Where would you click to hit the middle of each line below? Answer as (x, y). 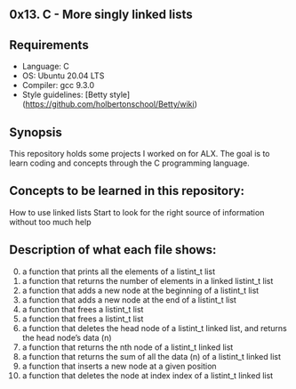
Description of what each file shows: (113, 250)
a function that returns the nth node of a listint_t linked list (128, 347)
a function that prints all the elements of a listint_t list (119, 271)
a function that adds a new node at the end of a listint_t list (129, 300)
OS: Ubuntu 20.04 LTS (63, 76)
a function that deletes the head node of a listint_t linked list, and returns (154, 328)
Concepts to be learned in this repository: (127, 191)
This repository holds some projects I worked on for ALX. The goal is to (140, 154)
